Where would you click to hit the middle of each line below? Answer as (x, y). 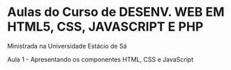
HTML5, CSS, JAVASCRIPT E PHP (105, 27)
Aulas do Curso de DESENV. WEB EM (116, 12)
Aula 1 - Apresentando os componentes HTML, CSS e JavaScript (100, 59)
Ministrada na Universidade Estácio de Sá (67, 46)
